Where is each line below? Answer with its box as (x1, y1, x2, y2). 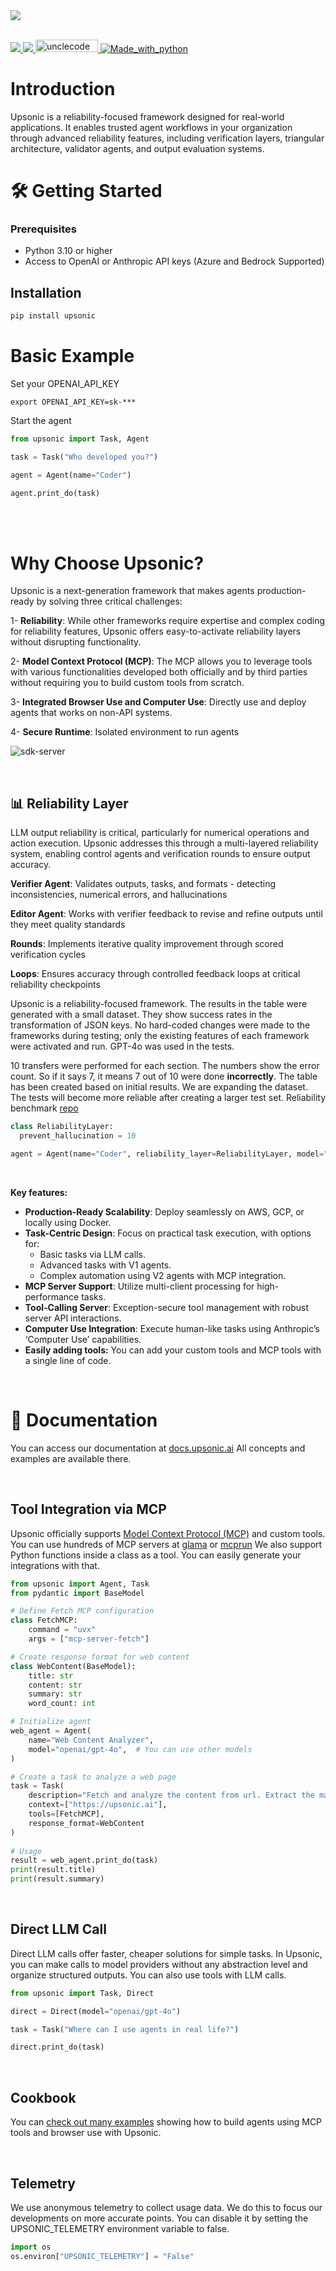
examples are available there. (10, 1452, 132, 1464)
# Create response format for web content (10, 1652, 190, 1662)
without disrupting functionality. (10, 636, 142, 648)
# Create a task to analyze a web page (10, 1772, 177, 1782)
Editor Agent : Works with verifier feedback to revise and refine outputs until (10, 908, 323, 920)
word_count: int (28, 1699, 97, 1709)
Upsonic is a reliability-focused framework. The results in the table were (10, 998, 308, 1010)
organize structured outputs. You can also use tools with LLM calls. (10, 1969, 287, 1981)
